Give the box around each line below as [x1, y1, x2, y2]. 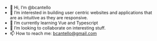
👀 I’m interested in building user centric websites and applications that [9, 10, 153, 15]
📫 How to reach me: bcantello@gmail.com [9, 30, 97, 36]
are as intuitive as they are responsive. [9, 15, 88, 20]
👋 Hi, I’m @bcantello [9, 5, 51, 10]
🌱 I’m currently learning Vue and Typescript [9, 20, 98, 26]
